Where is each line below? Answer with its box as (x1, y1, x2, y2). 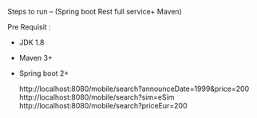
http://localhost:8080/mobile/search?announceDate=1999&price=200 (18, 84, 250, 93)
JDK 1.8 (18, 37, 45, 47)
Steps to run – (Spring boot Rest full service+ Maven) (7, 7, 183, 16)
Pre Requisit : (7, 22, 51, 31)
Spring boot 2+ (18, 69, 69, 78)
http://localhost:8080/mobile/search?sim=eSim (18, 92, 175, 102)
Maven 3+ (18, 53, 53, 62)
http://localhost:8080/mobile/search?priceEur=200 (18, 101, 188, 110)
